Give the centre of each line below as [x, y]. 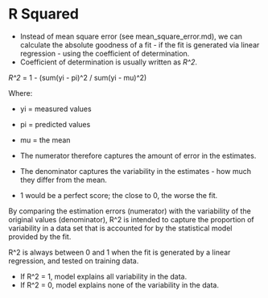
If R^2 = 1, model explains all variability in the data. [103, 276]
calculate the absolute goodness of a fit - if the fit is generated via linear [140, 44]
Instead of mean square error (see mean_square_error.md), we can [131, 36]
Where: [21, 93]
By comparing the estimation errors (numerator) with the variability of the [130, 211]
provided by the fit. [40, 236]
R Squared [43, 14]
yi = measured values [56, 109]
